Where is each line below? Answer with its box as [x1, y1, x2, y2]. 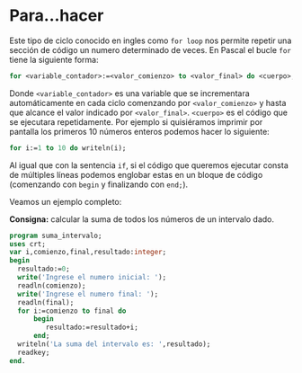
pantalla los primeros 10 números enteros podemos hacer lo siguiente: [9, 126, 270, 137]
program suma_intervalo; [9, 231, 102, 240]
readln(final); [17, 298, 75, 306]
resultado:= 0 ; [17, 264, 70, 274]
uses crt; [9, 239, 47, 248]
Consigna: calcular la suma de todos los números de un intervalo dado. [9, 213, 275, 225]
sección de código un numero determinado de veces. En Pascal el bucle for [9, 44, 292, 55]
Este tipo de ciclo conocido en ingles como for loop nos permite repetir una [9, 35, 292, 46]
